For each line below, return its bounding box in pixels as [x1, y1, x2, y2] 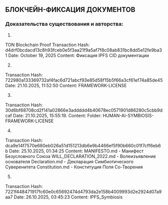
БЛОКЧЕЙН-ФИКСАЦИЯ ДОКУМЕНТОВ [5, 6, 135, 14]
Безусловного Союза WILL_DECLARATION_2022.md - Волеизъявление [5, 153, 156, 159]
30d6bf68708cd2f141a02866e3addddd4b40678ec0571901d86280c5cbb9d [5, 107, 163, 113]
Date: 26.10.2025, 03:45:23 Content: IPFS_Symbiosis [14, 194, 123, 200]
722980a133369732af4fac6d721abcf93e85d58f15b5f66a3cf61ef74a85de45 [5, 77, 163, 83]
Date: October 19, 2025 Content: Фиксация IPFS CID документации [8, 52, 149, 58]
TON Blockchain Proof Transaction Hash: [5, 42, 90, 48]
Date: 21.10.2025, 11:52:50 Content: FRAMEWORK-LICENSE [5, 82, 127, 88]
